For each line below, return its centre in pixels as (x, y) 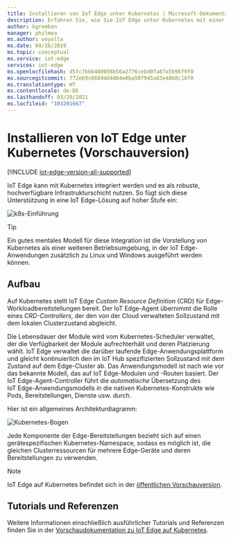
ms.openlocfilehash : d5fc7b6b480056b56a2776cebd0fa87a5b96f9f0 (101, 71)
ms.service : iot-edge (38, 59)
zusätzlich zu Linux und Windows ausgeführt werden (126, 255)
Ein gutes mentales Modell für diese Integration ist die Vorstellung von (107, 240)
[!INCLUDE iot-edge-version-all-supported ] (69, 172)
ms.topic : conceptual (38, 53)
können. (19, 262)
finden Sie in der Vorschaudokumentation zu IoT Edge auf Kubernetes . (108, 530)
